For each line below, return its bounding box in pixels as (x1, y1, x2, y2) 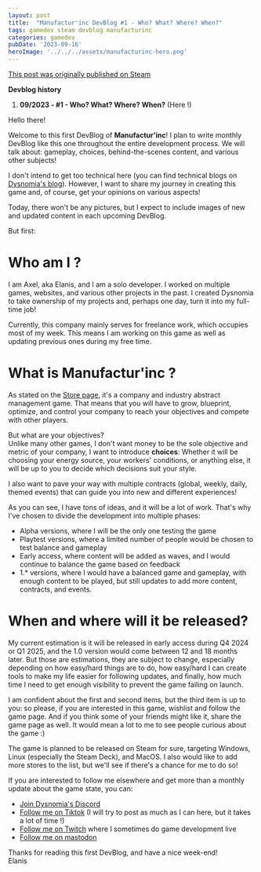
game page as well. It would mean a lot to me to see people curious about (8, 720, 247, 729)
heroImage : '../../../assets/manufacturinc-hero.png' (8, 48, 188, 56)
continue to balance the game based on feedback (19, 559, 180, 569)
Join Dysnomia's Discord (19, 799, 100, 808)
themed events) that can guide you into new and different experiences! (8, 487, 237, 496)
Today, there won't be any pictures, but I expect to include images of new (8, 203, 245, 212)
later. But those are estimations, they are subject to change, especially (8, 654, 235, 664)
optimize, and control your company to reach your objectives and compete (8, 406, 249, 416)
